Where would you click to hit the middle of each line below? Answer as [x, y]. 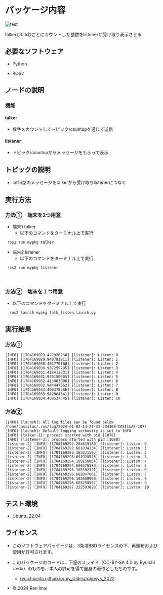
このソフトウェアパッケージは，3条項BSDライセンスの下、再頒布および [85, 545]
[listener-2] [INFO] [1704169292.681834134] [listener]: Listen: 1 [76, 448]
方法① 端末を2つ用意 [33, 215]
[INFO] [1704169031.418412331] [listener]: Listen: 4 [62, 372]
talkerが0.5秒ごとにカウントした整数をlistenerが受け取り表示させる [73, 34]
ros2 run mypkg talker [31, 242]
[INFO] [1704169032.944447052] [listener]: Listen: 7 [62, 385]
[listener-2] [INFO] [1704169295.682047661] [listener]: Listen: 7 [76, 474]
